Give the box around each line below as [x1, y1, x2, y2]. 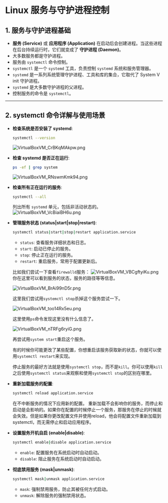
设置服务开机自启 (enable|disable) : [12, 430, 85, 436]
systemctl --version [12, 135, 55, 140]
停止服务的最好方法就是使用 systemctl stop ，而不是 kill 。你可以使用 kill [12, 364, 163, 370]
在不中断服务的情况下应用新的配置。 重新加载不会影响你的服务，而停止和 [12, 400, 163, 406]
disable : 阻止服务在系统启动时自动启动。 [19, 456, 104, 462]
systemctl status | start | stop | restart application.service [12, 230, 136, 235]
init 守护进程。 [12, 78, 42, 84]
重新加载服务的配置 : [12, 381, 53, 387]
